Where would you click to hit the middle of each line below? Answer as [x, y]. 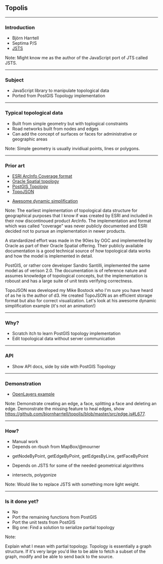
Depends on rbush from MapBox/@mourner [56, 447]
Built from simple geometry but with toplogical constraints [70, 123]
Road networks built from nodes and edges [55, 129]
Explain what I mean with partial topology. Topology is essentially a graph [78, 547]
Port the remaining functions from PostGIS [54, 517]
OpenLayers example [33, 394]
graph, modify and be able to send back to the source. [59, 557]
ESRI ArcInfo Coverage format [42, 176]
